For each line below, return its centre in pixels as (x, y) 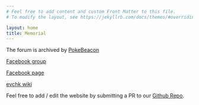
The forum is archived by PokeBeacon (53, 50)
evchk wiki (19, 84)
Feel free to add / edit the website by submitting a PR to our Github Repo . (95, 96)
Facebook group (26, 61)
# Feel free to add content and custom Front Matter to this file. (91, 12)
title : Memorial (26, 33)
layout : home (22, 28)
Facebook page (25, 73)
